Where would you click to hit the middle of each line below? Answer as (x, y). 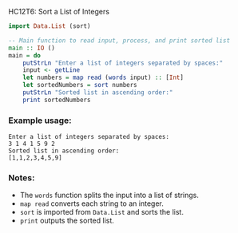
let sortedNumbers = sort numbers (80, 85)
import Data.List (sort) (50, 26)
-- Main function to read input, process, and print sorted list (119, 40)
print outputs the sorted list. (67, 221)
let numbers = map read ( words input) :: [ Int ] (103, 78)
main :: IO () (32, 48)
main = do (25, 55)
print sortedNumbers (57, 100)
